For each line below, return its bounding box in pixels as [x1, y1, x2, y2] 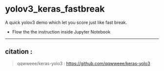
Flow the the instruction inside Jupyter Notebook [12, 29, 111, 35]
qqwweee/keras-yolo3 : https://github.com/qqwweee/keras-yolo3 [17, 60, 150, 66]
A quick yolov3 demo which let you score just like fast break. [5, 19, 127, 25]
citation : [5, 48, 33, 56]
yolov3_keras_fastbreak [5, 3, 105, 15]
